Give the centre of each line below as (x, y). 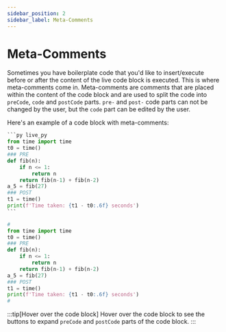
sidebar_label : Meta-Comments (50, 20)
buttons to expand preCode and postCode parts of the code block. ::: (102, 322)
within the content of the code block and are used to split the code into (107, 95)
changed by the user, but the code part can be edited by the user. (99, 109)
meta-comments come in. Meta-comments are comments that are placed (111, 87)
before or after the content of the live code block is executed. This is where (113, 80)
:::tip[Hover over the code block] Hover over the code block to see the (106, 314)
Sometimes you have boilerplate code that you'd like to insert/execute (105, 73)
